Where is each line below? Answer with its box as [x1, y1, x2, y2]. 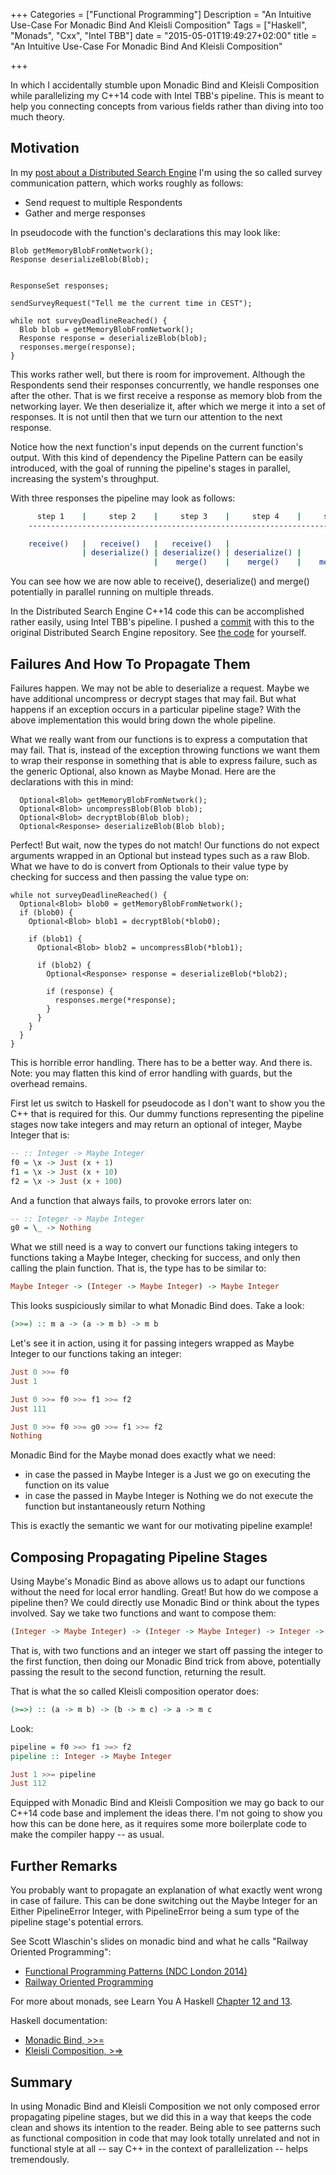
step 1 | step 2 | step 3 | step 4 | [36, 511, 302, 521]
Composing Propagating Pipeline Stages [10, 1549, 268, 1566]
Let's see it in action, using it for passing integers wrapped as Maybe [10, 1337, 295, 1349]
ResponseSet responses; [10, 280, 110, 291]
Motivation [10, 140, 80, 157]
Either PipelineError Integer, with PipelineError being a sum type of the [10, 1905, 300, 1918]
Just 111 [10, 1404, 47, 1414]
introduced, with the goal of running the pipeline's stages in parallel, [10, 462, 291, 474]
